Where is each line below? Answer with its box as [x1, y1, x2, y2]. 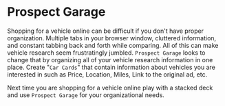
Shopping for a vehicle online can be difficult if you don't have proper [7, 27, 204, 35]
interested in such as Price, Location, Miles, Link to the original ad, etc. [7, 70, 208, 79]
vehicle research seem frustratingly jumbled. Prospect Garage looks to [7, 49, 206, 57]
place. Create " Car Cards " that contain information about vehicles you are [7, 63, 215, 71]
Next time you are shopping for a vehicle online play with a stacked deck [7, 83, 213, 92]
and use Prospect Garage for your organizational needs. [7, 90, 165, 99]
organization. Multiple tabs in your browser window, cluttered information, [7, 34, 217, 42]
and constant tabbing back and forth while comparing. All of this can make [7, 41, 219, 49]
